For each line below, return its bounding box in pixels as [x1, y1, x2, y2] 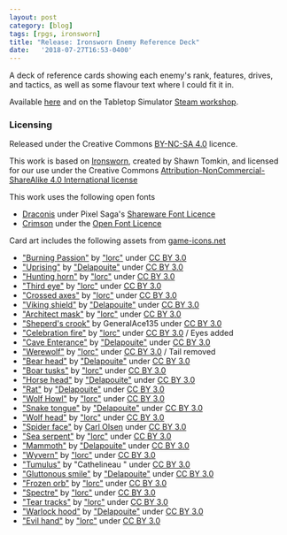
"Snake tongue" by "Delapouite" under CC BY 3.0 [21, 403, 204, 414]
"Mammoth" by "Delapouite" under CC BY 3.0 [21, 440, 190, 451]
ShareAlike [9, 174, 49, 186]
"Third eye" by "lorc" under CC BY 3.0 [21, 280, 162, 292]
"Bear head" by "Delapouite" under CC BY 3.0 [21, 355, 190, 367]
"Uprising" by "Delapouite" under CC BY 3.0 [21, 262, 184, 272]
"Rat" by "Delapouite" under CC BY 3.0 [21, 384, 166, 394]
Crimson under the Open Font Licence [21, 218, 162, 229]
